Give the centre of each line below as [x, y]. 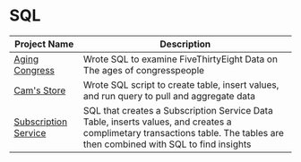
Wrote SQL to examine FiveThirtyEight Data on [181, 59]
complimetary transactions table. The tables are [184, 132]
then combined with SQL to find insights [168, 144]
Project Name [44, 44]
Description [185, 44]
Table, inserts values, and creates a [158, 122]
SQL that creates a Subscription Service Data [178, 110]
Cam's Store [40, 90]
